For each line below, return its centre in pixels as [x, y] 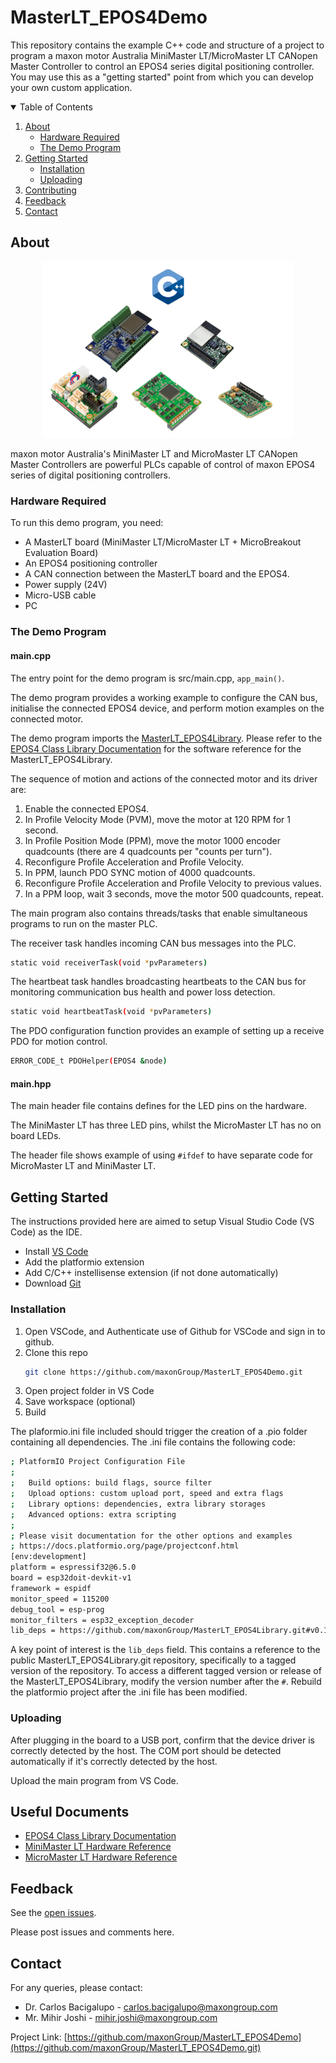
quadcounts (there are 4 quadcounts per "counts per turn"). [148, 851]
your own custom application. [71, 87]
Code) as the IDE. [46, 1232]
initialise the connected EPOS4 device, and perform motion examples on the [167, 708]
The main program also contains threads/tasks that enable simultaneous [159, 913]
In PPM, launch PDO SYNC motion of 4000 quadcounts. [140, 872]
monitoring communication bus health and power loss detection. [143, 992]
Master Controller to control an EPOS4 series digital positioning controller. [162, 66]
